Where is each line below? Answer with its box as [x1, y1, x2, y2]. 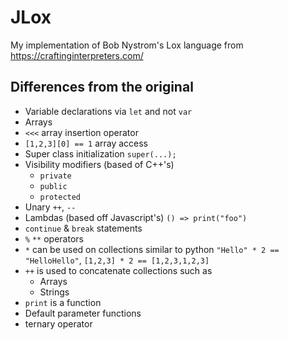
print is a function [24, 296, 102, 308]
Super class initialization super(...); [24, 147, 177, 160]
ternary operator [24, 317, 93, 330]
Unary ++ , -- [24, 201, 77, 213]
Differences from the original [10, 79, 194, 96]
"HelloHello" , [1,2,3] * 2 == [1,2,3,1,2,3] [24, 254, 210, 266]
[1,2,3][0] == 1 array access [24, 137, 149, 149]
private [39, 171, 72, 181]
